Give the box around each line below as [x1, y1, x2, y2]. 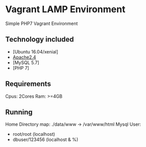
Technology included [5, 35, 74, 44]
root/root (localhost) [12, 131, 55, 137]
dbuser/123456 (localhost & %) [12, 136, 79, 143]
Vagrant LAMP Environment [5, 4, 126, 15]
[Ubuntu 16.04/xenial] [12, 48, 59, 54]
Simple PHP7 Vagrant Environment [5, 20, 78, 26]
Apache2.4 [12, 54, 37, 60]
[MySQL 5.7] [12, 60, 39, 66]
